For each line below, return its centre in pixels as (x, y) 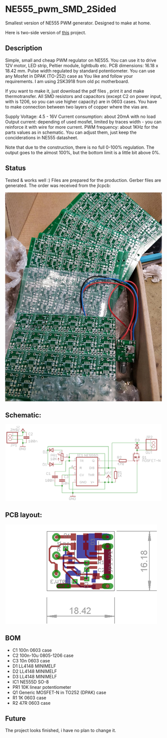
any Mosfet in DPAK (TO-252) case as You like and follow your (69, 76)
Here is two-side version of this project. (46, 32)
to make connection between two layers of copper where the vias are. (77, 107)
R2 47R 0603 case (31, 703)
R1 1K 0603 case (29, 698)
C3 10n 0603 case (31, 660)
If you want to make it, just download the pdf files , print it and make (75, 91)
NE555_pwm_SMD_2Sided (61, 9)
